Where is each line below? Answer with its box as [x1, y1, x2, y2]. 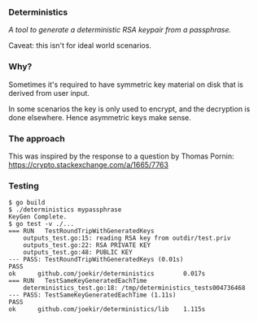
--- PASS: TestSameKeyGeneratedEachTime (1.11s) [8, 291, 177, 299]
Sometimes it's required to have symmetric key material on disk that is [8, 80, 244, 89]
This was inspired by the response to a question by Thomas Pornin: [8, 151, 234, 161]
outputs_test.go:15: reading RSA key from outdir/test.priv [23, 234, 231, 242]
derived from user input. [8, 88, 90, 98]
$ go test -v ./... [8, 220, 75, 228]
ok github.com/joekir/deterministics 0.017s [8, 270, 206, 278]
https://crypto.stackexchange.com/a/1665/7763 [8, 159, 169, 169]
